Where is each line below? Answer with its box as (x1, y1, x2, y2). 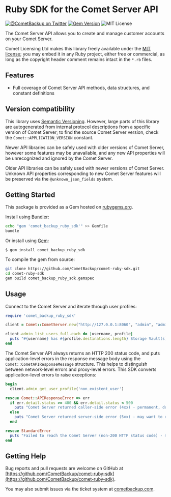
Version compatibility (5, 105, 75, 113)
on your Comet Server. (5, 36, 53, 42)
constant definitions (12, 90, 55, 96)
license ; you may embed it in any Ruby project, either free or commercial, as (5, 51, 165, 57)
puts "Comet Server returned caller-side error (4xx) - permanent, (14, 405, 160, 410)
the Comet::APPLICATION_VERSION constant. (5, 134, 94, 140)
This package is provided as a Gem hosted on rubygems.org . (5, 204, 133, 210)
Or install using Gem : (5, 238, 49, 244)
